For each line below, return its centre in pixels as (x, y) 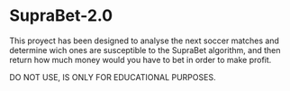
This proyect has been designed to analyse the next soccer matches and (144, 41)
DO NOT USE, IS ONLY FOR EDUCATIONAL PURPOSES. (113, 77)
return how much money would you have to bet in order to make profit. (140, 59)
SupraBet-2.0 (61, 16)
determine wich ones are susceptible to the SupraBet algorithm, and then (145, 50)
